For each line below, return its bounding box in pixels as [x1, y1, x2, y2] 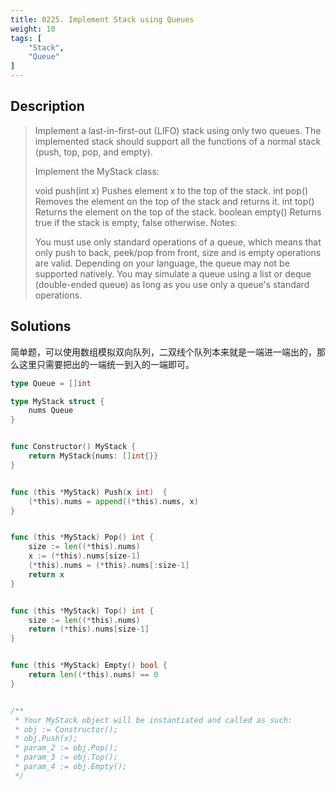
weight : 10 [10, 24, 56, 34]
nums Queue [28, 406, 74, 416]
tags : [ [10, 33, 43, 43]
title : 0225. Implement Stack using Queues [10, 14, 195, 25]
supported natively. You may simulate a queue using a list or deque [34, 267, 312, 280]
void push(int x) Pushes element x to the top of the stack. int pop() [34, 184, 309, 196]
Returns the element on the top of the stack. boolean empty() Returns [34, 206, 322, 218]
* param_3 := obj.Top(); [14, 752, 118, 763]
